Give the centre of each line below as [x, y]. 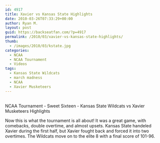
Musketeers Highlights [28, 111]
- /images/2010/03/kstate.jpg [40, 46]
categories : [17, 50]
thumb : [12, 41]
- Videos [18, 64]
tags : [10, 69]
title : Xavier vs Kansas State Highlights [49, 14]
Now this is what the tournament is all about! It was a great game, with [76, 121]
